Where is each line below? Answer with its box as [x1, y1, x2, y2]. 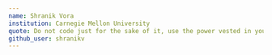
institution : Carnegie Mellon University [8, 19, 151, 27]
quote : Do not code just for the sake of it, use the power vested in [8, 27, 252, 35]
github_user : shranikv [8, 34, 85, 43]
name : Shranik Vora [8, 11, 74, 20]
